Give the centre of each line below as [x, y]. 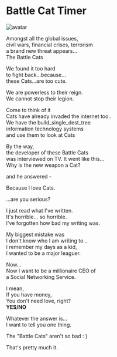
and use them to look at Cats [41, 135]
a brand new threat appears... [42, 50]
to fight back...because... [36, 75]
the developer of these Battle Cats [47, 152]
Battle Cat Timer [46, 11]
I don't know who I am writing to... [47, 240]
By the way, [20, 146]
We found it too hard [31, 68]
